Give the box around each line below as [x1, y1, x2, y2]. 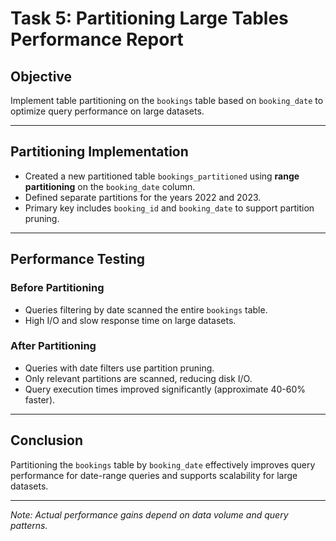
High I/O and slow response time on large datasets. [24, 314, 237, 326]
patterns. [10, 519, 48, 531]
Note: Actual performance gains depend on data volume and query [10, 508, 289, 521]
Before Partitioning [10, 281, 105, 295]
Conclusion [10, 432, 84, 449]
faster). [24, 393, 56, 406]
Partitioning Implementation [10, 143, 189, 161]
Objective [10, 68, 73, 85]
